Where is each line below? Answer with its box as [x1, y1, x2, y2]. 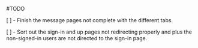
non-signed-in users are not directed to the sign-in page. [6, 35, 148, 41]
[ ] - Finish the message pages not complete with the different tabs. [6, 17, 173, 23]
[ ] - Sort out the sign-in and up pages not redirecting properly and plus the [6, 28, 192, 35]
